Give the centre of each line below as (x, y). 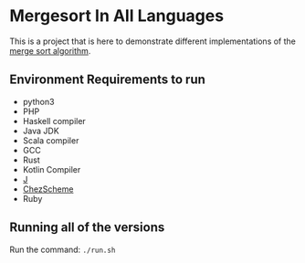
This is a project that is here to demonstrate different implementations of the (153, 41)
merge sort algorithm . (50, 50)
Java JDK (41, 131)
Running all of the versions (87, 228)
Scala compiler (51, 140)
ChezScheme (48, 189)
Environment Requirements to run (107, 80)
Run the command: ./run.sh (63, 249)
